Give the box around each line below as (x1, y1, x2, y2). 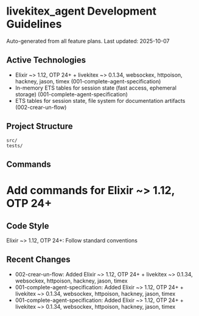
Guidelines (6, 17, 62, 31)
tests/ (6, 142, 23, 149)
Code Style (6, 220, 49, 231)
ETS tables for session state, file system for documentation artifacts (15, 97, 186, 104)
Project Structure (6, 121, 73, 132)
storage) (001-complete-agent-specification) (15, 90, 128, 98)
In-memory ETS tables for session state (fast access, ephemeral (15, 84, 176, 91)
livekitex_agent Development (6, 4, 157, 18)
